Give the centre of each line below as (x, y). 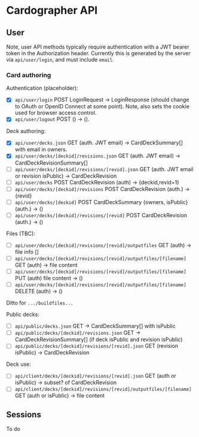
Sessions (24, 415)
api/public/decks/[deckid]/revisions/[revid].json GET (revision (96, 346)
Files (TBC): (21, 233)
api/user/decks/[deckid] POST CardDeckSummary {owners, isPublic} (101, 202)
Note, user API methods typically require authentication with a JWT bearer (98, 47)
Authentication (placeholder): (42, 88)
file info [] (27, 251)
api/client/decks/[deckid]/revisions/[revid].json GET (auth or (95, 376)
